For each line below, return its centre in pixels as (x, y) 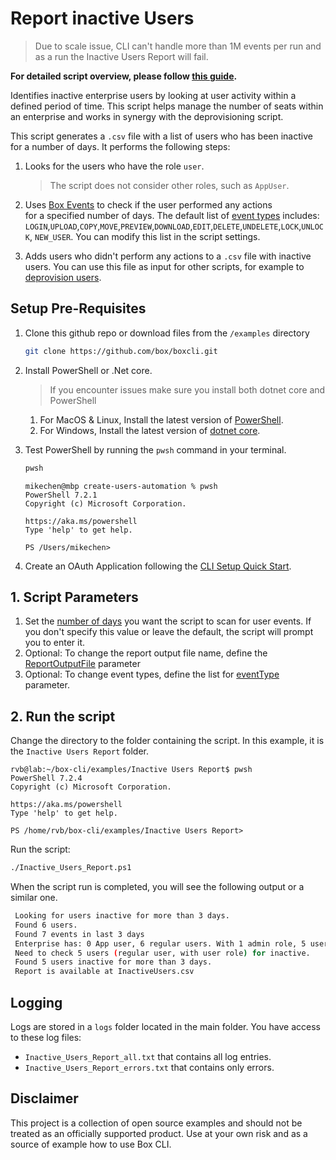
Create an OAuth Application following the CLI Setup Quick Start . (158, 566)
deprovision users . (63, 277)
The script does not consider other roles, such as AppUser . (169, 185)
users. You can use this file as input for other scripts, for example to (164, 266)
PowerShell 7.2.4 (46, 778)
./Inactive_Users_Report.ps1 (71, 868)
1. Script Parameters (74, 597)
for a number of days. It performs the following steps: (120, 146)
